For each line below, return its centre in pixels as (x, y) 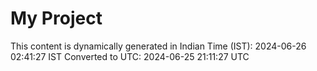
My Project (56, 18)
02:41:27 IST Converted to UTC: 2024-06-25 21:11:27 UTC (130, 56)
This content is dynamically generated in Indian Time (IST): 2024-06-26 (158, 46)
